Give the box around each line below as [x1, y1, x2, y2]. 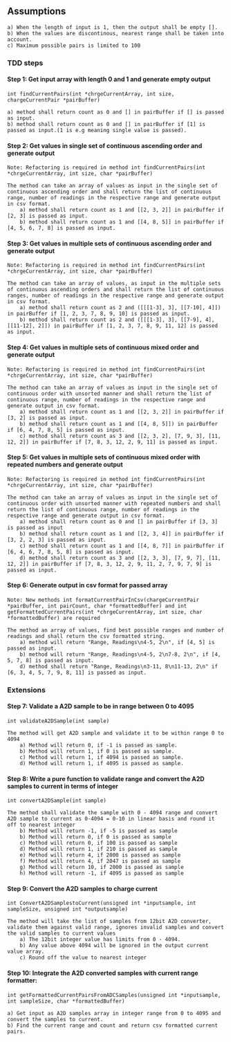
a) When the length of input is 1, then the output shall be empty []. [7, 24, 218, 30]
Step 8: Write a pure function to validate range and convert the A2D [7, 774, 205, 783]
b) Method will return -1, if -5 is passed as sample [19, 828, 178, 834]
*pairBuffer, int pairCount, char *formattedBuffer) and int [7, 602, 187, 610]
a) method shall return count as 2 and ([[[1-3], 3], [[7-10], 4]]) [19, 304, 221, 311]
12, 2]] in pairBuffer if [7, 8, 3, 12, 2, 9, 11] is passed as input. [7, 439, 218, 446]
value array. [7, 948, 45, 956]
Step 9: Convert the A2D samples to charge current [7, 884, 158, 893]
